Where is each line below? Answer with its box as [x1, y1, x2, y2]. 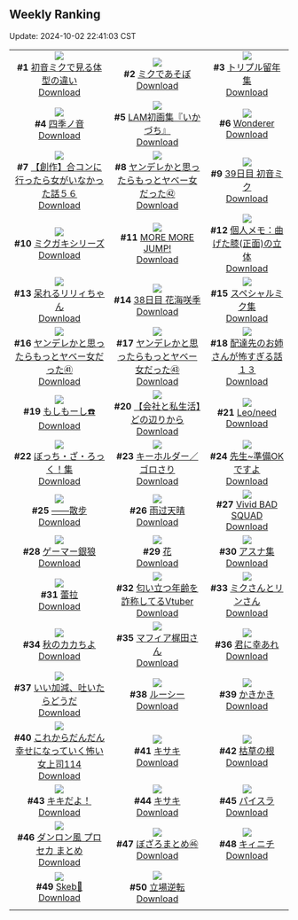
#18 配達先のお [209, 337, 275, 349]
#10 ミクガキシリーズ [14, 237, 105, 249]
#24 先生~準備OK [209, 449, 285, 462]
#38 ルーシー [129, 688, 185, 700]
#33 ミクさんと [209, 581, 275, 594]
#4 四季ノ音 [34, 117, 84, 129]
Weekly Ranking [9, 7, 101, 22]
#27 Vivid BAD [216, 498, 278, 511]
